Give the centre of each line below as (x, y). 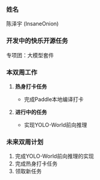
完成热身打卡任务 (36, 164)
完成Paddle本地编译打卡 (54, 99)
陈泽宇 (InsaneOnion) (33, 24)
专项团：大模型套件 (30, 55)
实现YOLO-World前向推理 (55, 125)
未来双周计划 (25, 141)
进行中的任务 (31, 112)
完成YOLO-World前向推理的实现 (55, 156)
